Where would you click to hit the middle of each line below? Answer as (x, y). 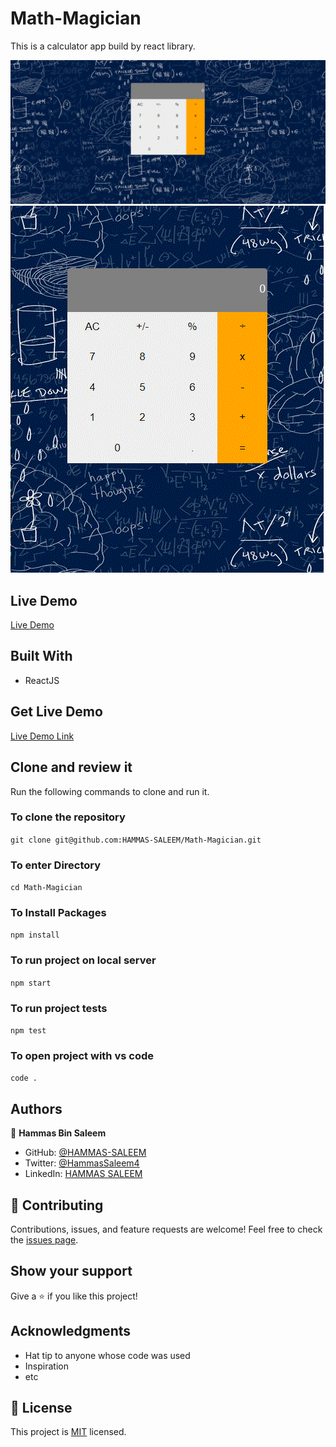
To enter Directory (56, 865)
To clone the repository (68, 817)
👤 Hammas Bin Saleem (58, 1133)
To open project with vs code (82, 1055)
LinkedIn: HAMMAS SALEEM (83, 1174)
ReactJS (42, 680)
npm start (31, 983)
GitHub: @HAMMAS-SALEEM (85, 1153)
